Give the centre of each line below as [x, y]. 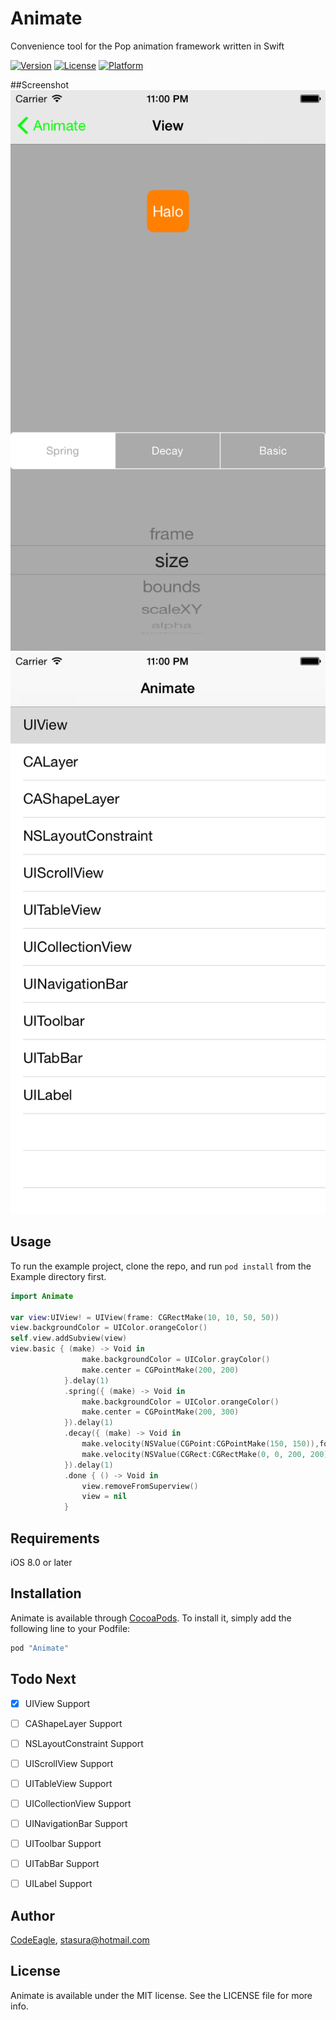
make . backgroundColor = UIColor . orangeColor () [180, 1402]
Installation [46, 1593]
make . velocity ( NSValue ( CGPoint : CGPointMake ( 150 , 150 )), [200, 1444]
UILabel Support [58, 1884]
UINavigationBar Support [76, 1823]
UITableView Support [68, 1783]
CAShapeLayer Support [73, 1723]
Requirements [55, 1538]
